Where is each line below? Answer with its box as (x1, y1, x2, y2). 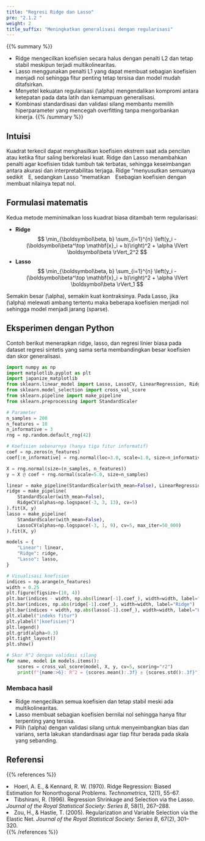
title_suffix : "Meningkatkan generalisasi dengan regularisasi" (6, 26, 173, 32)
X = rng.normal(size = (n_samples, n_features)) (6, 466, 127, 472)
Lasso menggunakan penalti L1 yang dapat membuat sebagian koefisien (15, 68, 196, 75)
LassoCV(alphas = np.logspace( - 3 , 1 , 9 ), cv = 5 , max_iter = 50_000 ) (17, 522, 182, 529)
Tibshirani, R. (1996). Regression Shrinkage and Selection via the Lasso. (14, 796, 195, 803)
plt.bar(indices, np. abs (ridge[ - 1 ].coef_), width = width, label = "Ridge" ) (6, 602, 195, 608)
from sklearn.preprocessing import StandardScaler (6, 398, 138, 404)
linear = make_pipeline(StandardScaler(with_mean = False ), (6, 482, 157, 489)
